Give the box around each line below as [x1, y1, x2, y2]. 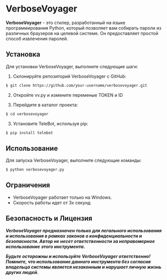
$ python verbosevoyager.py [6, 167, 65, 172]
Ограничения [6, 181, 50, 190]
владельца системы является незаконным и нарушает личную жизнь [6, 264, 162, 270]
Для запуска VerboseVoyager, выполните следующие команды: [6, 158, 142, 164]
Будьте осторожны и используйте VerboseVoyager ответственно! [6, 253, 151, 259]
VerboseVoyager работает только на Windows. [13, 194, 112, 200]
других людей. [6, 269, 39, 275]
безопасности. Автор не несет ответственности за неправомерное [6, 238, 155, 244]
